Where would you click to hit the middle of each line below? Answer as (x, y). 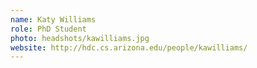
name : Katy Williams (53, 19)
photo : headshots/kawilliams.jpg (80, 38)
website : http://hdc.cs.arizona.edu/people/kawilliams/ (129, 47)
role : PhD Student (48, 29)
